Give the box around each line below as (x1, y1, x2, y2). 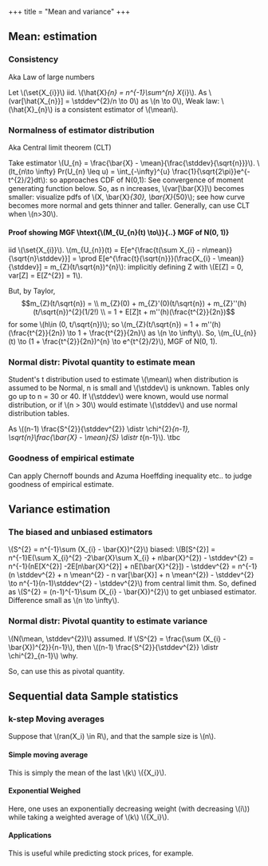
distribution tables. (8, 409, 70, 418)
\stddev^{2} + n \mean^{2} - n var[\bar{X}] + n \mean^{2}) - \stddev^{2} (17, 570, 254, 580)
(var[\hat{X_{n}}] (8, 96, 64, 106)
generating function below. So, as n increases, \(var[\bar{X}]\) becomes (8, 183, 245, 193)
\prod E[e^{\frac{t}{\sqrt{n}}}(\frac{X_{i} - (78, 253, 216, 263)
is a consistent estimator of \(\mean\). (54, 104, 179, 114)
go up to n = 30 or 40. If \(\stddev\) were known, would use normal (8, 392, 229, 401)
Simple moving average (8, 750, 89, 760)
